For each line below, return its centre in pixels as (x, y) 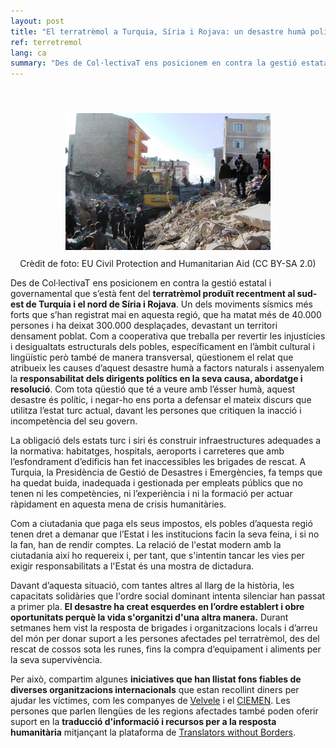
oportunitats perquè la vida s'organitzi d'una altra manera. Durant (149, 617)
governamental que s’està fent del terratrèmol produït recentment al (153, 294)
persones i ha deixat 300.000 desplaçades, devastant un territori (144, 326)
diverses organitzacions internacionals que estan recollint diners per (155, 690)
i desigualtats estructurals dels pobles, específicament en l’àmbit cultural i (162, 347)
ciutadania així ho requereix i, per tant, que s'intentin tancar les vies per (157, 556)
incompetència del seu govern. (74, 421)
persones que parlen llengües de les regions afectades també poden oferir (164, 711)
